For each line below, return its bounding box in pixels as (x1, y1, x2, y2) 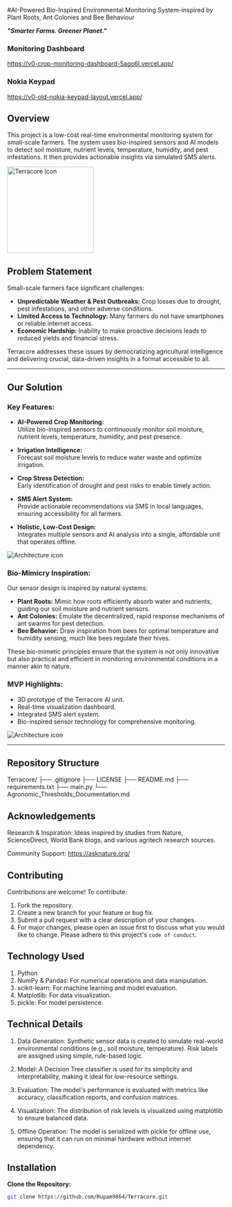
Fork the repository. (17, 901, 74, 909)
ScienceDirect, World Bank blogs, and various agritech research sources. (7, 836, 216, 845)
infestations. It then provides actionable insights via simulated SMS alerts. (7, 153, 217, 161)
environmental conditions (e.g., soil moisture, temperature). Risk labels (17, 1044, 218, 1052)
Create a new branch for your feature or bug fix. (17, 908, 154, 916)
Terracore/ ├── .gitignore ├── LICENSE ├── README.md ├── (7, 775, 188, 784)
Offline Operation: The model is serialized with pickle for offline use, (17, 1127, 211, 1135)
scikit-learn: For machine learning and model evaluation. (17, 984, 177, 992)
